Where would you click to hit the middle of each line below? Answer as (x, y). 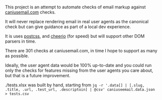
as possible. (17, 56)
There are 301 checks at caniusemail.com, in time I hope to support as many (81, 51)
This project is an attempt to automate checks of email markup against (75, 7)
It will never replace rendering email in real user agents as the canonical (77, 22)
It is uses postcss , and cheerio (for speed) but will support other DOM (75, 36)
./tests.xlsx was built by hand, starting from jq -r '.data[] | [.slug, (75, 85)
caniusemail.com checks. (30, 12)
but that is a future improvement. (38, 75)
